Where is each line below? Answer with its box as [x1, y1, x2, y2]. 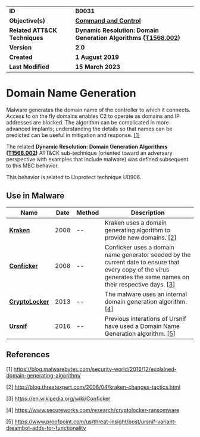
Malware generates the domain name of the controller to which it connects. [6, 106, 191, 113]
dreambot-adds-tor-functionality [6, 424, 86, 431]
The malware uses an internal [104, 290, 187, 298]
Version [9, 43, 32, 51]
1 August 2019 [75, 53, 119, 61]
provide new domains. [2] [104, 233, 177, 242]
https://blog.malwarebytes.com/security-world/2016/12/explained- [13, 366, 177, 373]
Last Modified [9, 63, 49, 71]
